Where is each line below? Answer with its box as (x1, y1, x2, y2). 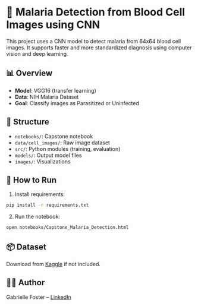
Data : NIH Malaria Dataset (14, 93, 79, 100)
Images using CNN (6, 18, 100, 31)
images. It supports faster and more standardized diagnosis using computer (6, 44, 192, 51)
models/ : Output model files (14, 152, 82, 159)
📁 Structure (6, 117, 49, 127)
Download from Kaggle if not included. (6, 260, 101, 267)
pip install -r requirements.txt (6, 202, 89, 209)
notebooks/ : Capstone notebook (14, 133, 93, 140)
